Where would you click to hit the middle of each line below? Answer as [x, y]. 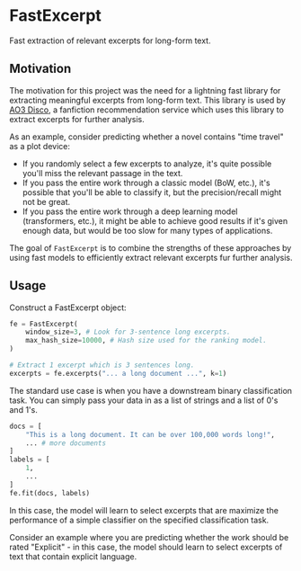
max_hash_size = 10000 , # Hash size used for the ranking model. [146, 341]
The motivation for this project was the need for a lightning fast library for [145, 90]
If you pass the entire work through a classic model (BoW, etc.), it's [146, 183]
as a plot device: [40, 146]
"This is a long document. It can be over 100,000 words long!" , [150, 434]
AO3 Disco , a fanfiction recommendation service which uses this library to [147, 110]
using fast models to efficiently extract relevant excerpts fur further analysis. [151, 257]
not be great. [46, 201]
